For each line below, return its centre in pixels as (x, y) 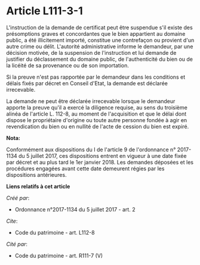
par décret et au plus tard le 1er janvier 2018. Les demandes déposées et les (100, 162)
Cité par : (17, 244)
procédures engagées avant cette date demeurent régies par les (85, 169)
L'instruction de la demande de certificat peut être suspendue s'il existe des (99, 27)
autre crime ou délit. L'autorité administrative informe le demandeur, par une (100, 46)
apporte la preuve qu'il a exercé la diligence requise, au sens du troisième (97, 107)
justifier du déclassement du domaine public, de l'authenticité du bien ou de (99, 59)
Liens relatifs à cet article (38, 186)
